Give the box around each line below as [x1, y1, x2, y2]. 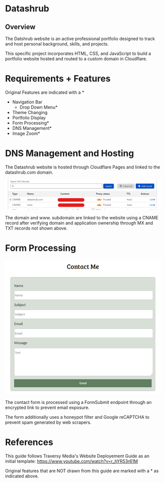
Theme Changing [12, 109, 48, 115]
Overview [5, 23, 36, 31]
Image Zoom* [12, 130, 40, 136]
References [5, 437, 53, 448]
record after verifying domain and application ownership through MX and [5, 220, 154, 226]
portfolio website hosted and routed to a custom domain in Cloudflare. [5, 56, 147, 62]
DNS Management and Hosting [5, 148, 134, 159]
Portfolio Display [12, 115, 46, 121]
